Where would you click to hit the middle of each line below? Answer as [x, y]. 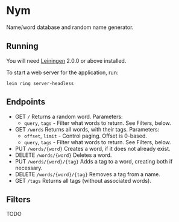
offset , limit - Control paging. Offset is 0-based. [86, 136]
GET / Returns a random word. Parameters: [69, 116]
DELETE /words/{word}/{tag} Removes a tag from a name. [88, 174]
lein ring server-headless [40, 83]
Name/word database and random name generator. [70, 27]
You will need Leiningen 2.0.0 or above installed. [66, 60]
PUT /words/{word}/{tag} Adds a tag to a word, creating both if [94, 161]
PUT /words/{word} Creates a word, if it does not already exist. [93, 148]
